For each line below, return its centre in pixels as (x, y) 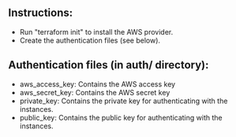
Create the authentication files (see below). (90, 40)
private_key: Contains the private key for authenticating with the (124, 101)
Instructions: (41, 13)
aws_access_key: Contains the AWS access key (97, 84)
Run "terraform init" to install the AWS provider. (96, 31)
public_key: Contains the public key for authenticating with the (121, 117)
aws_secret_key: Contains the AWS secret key (95, 92)
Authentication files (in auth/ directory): (109, 65)
